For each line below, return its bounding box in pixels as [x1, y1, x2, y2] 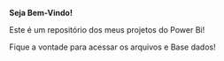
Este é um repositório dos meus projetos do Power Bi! [9, 25, 205, 34]
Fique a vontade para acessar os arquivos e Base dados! [9, 42, 216, 52]
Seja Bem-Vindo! [9, 8, 73, 18]
